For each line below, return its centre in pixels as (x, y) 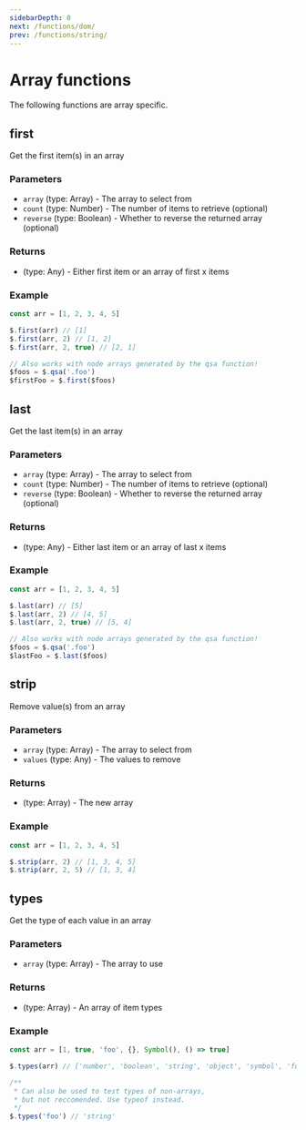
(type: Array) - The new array (78, 803)
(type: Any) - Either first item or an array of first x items (126, 271)
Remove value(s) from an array (67, 706)
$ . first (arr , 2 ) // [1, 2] (61, 339)
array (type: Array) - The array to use (93, 964)
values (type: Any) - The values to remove (102, 759)
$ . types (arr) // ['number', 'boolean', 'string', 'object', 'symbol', (146, 1066)
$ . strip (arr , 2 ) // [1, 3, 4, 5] (73, 861)
